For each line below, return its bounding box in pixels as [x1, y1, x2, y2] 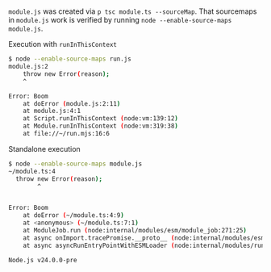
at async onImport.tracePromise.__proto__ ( [23, 233, 175, 242]
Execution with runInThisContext [8, 40, 117, 49]
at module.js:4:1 [23, 107, 81, 115]
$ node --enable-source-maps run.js [8, 55, 131, 63]
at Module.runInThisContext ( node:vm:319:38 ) [23, 122, 179, 131]
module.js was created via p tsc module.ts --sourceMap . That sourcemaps [8, 6, 257, 16]
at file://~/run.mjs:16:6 [23, 130, 110, 138]
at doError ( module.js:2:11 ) [23, 99, 121, 107]
